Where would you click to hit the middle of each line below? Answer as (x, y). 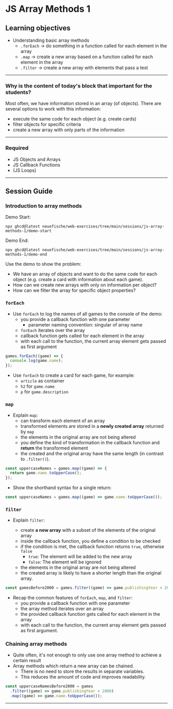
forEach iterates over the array (53, 330)
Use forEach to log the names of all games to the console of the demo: (88, 314)
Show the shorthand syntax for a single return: (62, 488)
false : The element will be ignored (65, 562)
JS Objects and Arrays (37, 159)
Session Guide (29, 191)
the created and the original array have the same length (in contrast (92, 453)
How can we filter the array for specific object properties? (74, 290)
